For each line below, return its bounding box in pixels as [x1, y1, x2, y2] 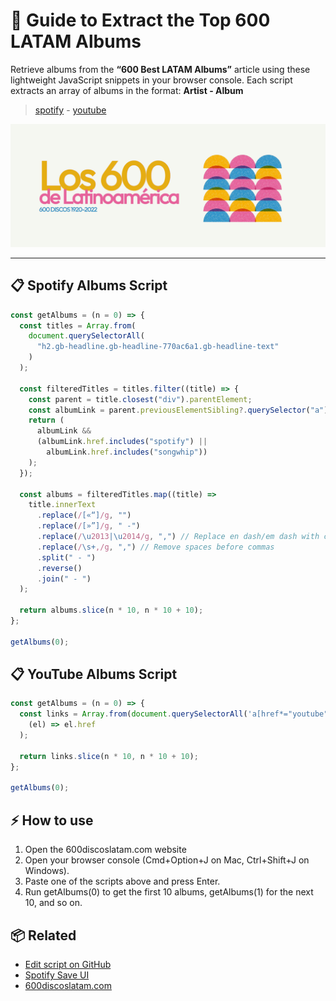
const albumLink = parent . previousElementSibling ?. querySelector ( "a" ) [28, 405, 329, 415]
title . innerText [28, 500, 97, 510]
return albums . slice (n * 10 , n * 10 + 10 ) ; [19, 605, 204, 616]
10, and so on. [24, 897, 83, 909]
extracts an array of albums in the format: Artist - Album [10, 84, 244, 96]
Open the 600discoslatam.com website [24, 844, 187, 856]
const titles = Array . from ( [19, 320, 137, 331]
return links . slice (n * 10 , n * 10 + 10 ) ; [19, 751, 199, 761]
